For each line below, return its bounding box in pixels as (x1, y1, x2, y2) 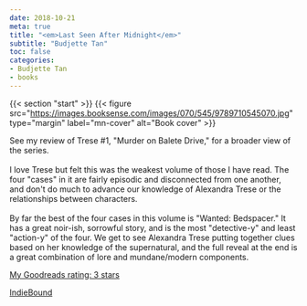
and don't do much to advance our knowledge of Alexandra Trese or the (9, 184, 281, 195)
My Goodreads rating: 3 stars (9, 269, 121, 280)
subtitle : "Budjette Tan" (9, 38, 108, 48)
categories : (9, 56, 55, 65)
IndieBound (9, 287, 53, 298)
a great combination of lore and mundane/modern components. (9, 251, 249, 262)
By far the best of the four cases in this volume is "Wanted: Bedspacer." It (9, 212, 286, 224)
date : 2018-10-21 (9, 13, 76, 23)
